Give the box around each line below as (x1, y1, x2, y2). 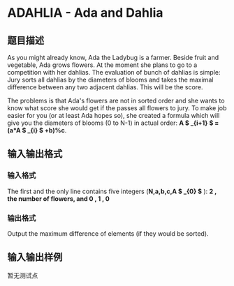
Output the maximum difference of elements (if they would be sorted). (7, 229, 209, 238)
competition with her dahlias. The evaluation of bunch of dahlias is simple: (7, 68, 221, 76)
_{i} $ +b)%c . (27, 126, 67, 134)
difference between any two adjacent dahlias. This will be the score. (7, 83, 204, 91)
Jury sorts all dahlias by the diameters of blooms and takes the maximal (7, 75, 214, 84)
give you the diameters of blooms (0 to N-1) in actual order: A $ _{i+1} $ (7, 119, 214, 127)
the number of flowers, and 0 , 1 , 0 (7, 194, 110, 203)
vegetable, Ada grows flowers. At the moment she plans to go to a (7, 61, 198, 69)
